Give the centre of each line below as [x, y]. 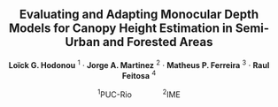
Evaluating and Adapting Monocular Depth [139, 15]
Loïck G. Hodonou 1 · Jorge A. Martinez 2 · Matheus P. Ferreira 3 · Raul [139, 64]
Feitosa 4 [139, 75]
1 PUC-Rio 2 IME [139, 94]
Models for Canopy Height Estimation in [121, 29]
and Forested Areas [158, 42]
